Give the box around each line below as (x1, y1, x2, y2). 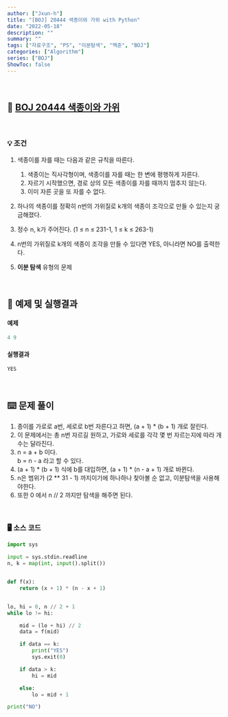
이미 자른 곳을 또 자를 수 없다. (27, 187, 106, 196)
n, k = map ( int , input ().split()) (7, 560, 106, 567)
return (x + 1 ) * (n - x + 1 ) (19, 584, 106, 591)
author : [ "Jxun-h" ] (7, 10, 63, 17)
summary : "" (7, 36, 41, 43)
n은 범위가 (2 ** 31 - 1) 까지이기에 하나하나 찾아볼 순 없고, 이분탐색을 (16, 474, 201, 482)
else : (19, 685, 36, 692)
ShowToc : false (7, 61, 51, 68)
